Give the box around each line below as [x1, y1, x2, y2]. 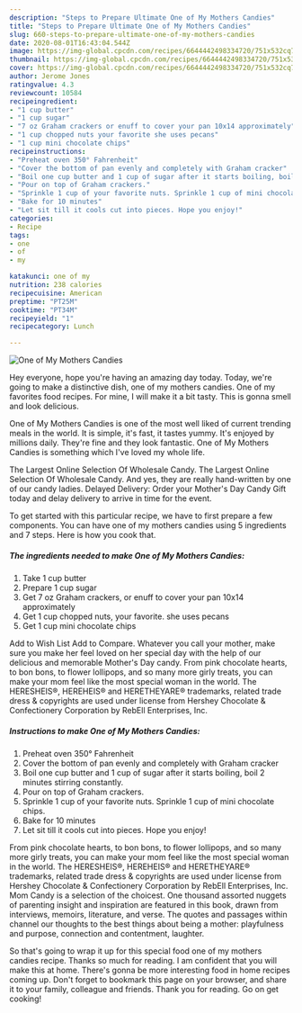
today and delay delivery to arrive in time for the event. [9, 493, 213, 504]
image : [9, 47, 34, 56]
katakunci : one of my [9, 272, 91, 282]
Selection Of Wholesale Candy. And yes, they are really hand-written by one [9, 474, 292, 485]
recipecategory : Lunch [9, 322, 94, 331]
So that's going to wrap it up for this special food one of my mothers [9, 946, 262, 956]
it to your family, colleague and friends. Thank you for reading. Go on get [9, 984, 279, 995]
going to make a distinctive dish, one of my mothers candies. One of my [9, 381, 276, 392]
